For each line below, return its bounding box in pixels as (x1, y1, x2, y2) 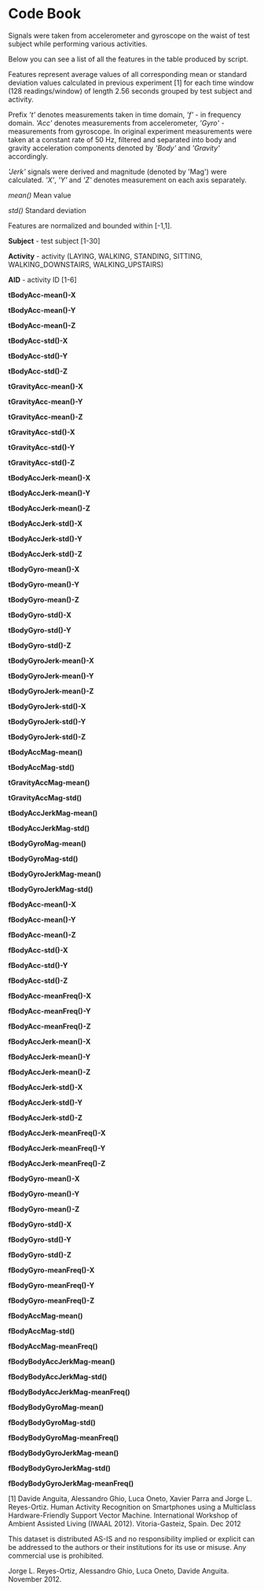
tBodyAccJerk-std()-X (8, 518, 82, 528)
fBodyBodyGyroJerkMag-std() (8, 1463, 112, 1473)
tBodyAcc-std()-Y (8, 351, 68, 360)
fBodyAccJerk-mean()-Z (8, 1067, 91, 1077)
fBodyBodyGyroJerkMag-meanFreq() (8, 1478, 134, 1488)
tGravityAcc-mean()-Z (8, 412, 83, 421)
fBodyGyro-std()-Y (8, 1235, 72, 1244)
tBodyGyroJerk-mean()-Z (8, 686, 94, 696)
